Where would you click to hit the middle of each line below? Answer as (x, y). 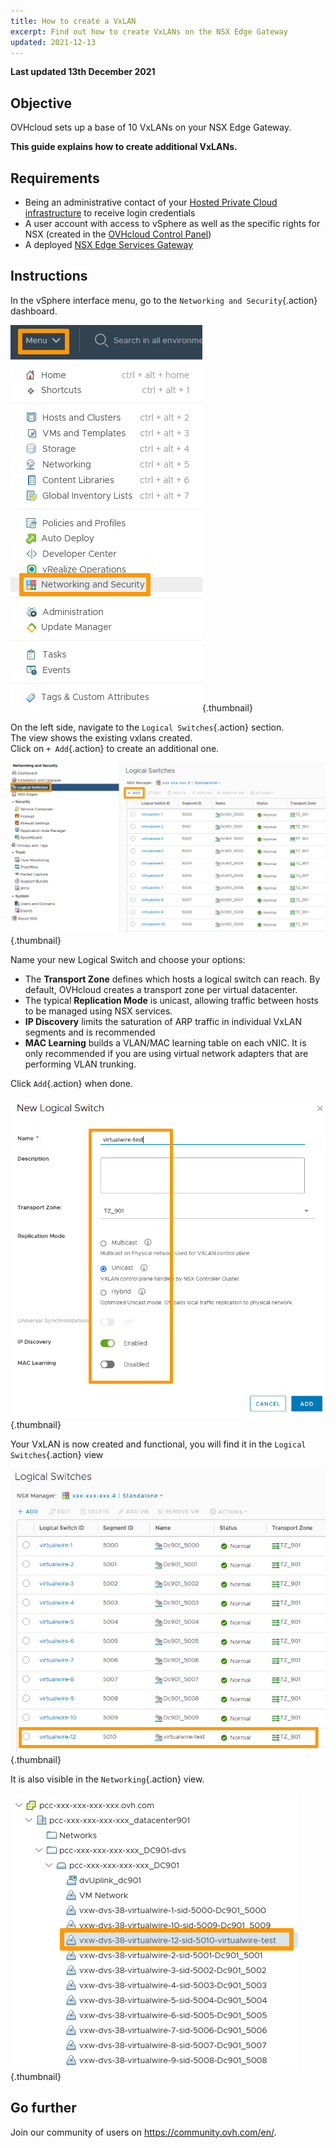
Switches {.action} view (57, 1455)
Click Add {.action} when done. (72, 1083)
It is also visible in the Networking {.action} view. (107, 1779)
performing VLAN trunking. (80, 1064)
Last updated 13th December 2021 (83, 72)
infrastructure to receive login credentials (110, 213)
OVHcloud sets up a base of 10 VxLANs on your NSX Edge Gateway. (151, 127)
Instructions (49, 276)
